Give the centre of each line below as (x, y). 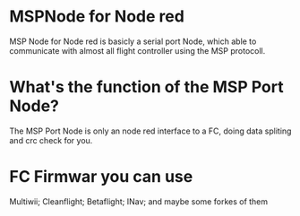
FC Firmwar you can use (101, 177)
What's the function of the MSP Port (146, 87)
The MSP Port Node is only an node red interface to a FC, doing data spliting (150, 131)
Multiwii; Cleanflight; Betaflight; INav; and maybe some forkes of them (139, 201)
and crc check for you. (51, 140)
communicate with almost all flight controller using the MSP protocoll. (137, 50)
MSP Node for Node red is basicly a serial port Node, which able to (133, 41)
